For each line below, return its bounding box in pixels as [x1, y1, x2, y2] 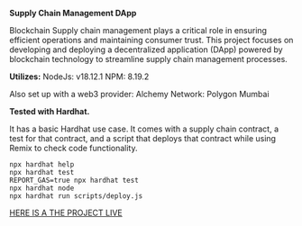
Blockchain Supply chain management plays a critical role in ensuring [9, 25, 268, 35]
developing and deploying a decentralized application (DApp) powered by [9, 44, 283, 55]
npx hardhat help [9, 160, 75, 169]
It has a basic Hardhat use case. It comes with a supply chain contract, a [9, 123, 279, 134]
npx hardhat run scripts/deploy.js [9, 192, 143, 201]
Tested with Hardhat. [9, 106, 90, 116]
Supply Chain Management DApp [9, 8, 137, 18]
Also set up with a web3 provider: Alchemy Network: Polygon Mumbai [9, 89, 270, 99]
